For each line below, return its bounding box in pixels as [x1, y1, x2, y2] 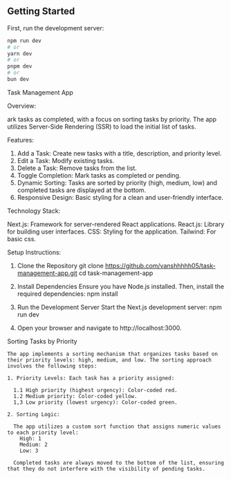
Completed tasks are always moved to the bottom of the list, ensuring [13, 459, 225, 466]
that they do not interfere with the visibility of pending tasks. [7, 465, 206, 472]
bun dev [7, 76, 30, 83]
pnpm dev [7, 63, 33, 70]
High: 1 [19, 435, 41, 442]
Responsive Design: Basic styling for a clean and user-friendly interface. [17, 193, 223, 201]
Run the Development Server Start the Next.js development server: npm [17, 303, 223, 311]
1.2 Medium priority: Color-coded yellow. [13, 393, 138, 400]
